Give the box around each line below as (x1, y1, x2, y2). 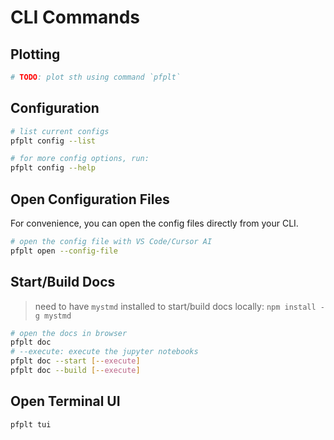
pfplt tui (10, 419, 52, 430)
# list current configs (10, 126, 110, 136)
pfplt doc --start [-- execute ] (10, 356, 141, 366)
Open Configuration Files (10, 191, 170, 208)
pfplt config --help (10, 163, 97, 173)
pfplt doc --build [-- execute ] (10, 366, 141, 376)
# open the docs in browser (10, 328, 128, 338)
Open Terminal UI (10, 393, 121, 410)
